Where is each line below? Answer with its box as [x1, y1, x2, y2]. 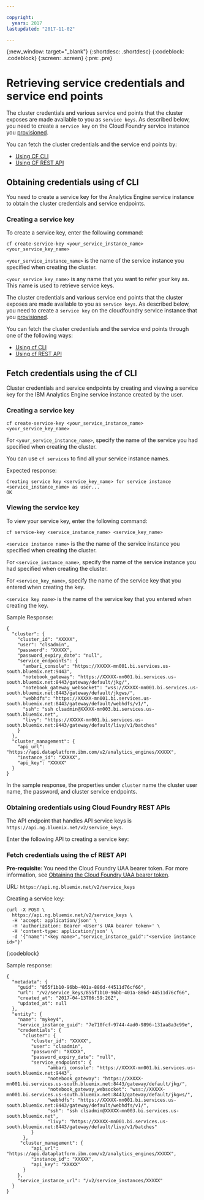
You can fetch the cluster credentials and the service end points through [6, 325, 189, 333]
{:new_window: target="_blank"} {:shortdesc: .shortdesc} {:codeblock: [6, 48, 185, 55]
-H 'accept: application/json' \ [12, 918, 97, 924]
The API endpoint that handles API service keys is [6, 817, 132, 824]
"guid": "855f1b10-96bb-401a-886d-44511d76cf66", [17, 985, 147, 991]
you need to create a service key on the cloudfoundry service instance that [6, 307, 197, 314]
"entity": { [12, 1011, 43, 1018]
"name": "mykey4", [17, 1016, 64, 1023]
